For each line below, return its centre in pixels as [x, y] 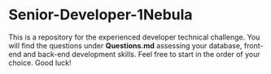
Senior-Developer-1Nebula [101, 15]
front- [254, 45]
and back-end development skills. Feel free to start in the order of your [142, 54]
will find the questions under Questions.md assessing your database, [125, 45]
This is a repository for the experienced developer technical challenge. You [134, 37]
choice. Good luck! [40, 63]
